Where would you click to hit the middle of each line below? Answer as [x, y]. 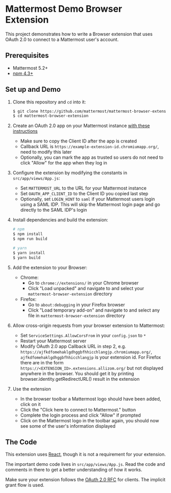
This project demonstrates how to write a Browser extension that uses [79, 34]
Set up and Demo [33, 89]
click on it [30, 404]
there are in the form [42, 362]
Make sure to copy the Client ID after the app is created [78, 141]
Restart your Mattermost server [53, 341]
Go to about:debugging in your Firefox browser [76, 304]
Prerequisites [27, 56]
